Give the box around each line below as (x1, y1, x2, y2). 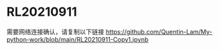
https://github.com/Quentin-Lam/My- (105, 27, 213, 36)
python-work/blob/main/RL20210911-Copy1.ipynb (6, 35, 149, 43)
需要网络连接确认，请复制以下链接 (6, 27, 104, 36)
